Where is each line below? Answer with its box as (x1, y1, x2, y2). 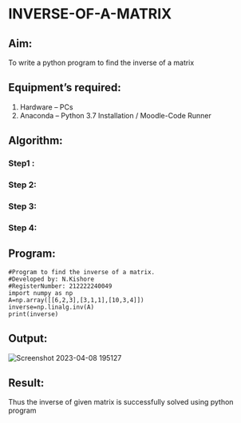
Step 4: (8, 221, 38, 233)
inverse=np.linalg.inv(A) (8, 303, 94, 311)
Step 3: (8, 201, 38, 212)
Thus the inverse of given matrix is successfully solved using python (8, 397, 234, 407)
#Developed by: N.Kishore (8, 275, 94, 283)
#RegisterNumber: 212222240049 (8, 281, 113, 290)
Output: (8, 332, 48, 345)
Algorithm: (8, 134, 63, 148)
